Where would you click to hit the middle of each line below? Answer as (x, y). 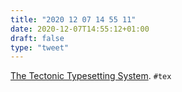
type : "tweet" (40, 47)
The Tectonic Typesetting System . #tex (91, 76)
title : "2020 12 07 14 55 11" (73, 19)
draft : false (37, 38)
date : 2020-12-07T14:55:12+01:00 (80, 29)
